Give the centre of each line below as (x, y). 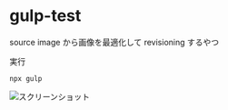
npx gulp (26, 78)
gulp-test (45, 16)
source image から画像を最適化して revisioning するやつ (114, 42)
